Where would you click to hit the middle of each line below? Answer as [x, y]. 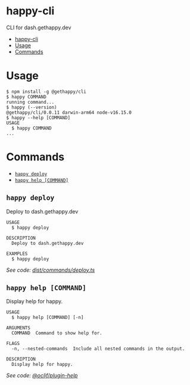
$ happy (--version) [32, 107]
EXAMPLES [17, 254]
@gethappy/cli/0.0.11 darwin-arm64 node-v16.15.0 [69, 112]
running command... [30, 102]
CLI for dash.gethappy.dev [39, 27]
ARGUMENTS [18, 328]
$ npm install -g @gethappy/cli [46, 91]
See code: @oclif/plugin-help [42, 375]
